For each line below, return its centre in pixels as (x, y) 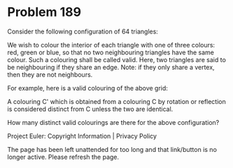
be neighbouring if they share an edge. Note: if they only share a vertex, (111, 67)
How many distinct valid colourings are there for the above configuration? (113, 122)
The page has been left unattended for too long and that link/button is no (112, 149)
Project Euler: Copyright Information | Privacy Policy (82, 136)
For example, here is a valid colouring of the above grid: (87, 88)
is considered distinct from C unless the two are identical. (90, 109)
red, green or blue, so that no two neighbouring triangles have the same (111, 52)
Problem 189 (44, 12)
